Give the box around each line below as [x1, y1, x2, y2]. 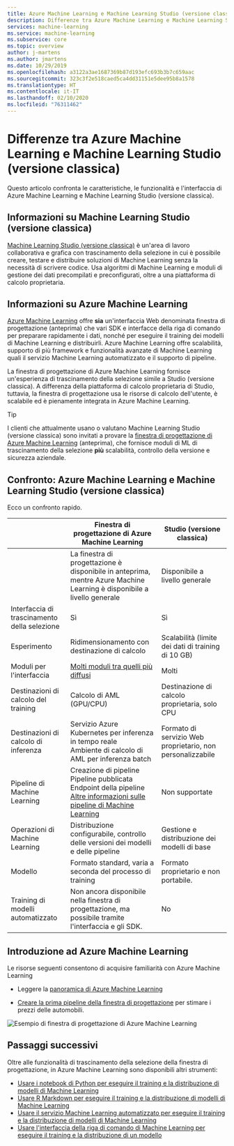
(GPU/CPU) [70, 699, 108, 709]
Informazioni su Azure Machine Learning [7, 298, 188, 311]
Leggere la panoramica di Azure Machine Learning [17, 985, 163, 993]
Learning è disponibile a [70, 584, 149, 594]
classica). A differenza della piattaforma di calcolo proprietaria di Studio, [7, 382, 214, 391]
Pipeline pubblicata [70, 774, 134, 784]
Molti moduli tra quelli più [70, 662, 153, 671]
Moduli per [10, 662, 47, 671]
